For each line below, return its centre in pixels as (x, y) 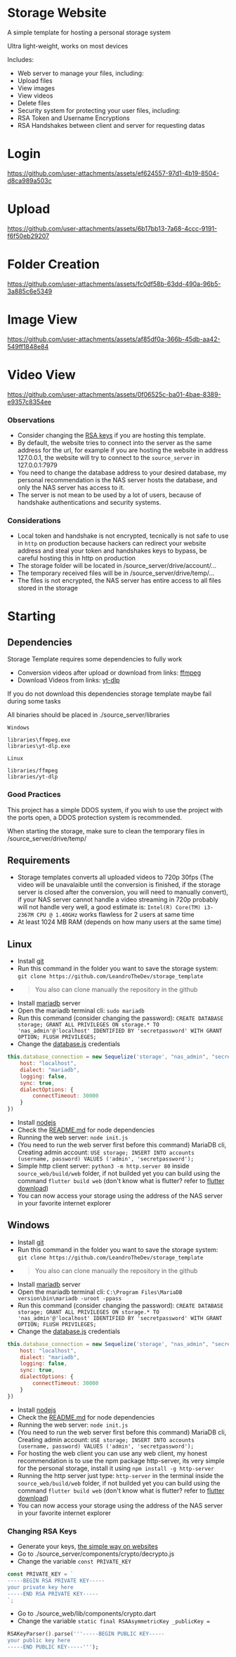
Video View (41, 375)
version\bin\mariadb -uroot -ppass (70, 1298)
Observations (31, 420)
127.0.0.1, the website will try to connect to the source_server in (109, 457)
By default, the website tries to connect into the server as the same (114, 442)
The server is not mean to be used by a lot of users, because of (109, 495)
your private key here (40, 1587)
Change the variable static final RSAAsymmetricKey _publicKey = (114, 1621)
